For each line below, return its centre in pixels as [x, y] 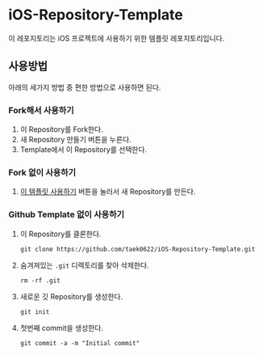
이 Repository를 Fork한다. [61, 129]
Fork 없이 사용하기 [42, 172]
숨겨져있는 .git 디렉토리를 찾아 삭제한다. [84, 265]
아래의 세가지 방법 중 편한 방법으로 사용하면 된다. [85, 87]
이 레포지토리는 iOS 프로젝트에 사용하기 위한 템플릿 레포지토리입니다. [117, 38]
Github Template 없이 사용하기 [67, 214]
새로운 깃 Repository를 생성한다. [71, 296]
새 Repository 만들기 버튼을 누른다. [75, 140]
